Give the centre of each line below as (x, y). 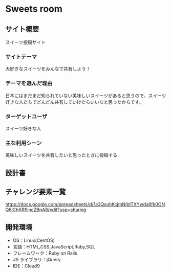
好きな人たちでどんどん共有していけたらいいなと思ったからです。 (74, 102)
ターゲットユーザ (26, 117)
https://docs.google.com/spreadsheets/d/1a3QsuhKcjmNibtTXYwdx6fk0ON (85, 204)
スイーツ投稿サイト (26, 42)
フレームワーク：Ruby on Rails (45, 253)
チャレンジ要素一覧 (36, 191)
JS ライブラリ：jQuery (37, 260)
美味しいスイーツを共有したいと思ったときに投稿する (61, 155)
